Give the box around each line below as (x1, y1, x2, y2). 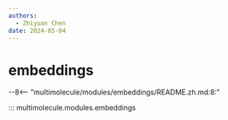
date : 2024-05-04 (8, 26, 66, 34)
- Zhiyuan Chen (15, 19, 66, 27)
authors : (8, 11, 38, 20)
